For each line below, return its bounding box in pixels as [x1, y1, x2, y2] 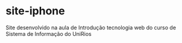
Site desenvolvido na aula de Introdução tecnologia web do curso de [5, 24, 176, 31]
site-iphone [5, 4, 65, 18]
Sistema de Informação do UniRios [5, 30, 92, 37]
